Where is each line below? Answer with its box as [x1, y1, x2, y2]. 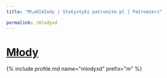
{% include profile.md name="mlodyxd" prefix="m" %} [6, 65, 142, 73]
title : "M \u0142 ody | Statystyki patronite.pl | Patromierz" [6, 8, 163, 15]
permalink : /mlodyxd [6, 19, 58, 26]
